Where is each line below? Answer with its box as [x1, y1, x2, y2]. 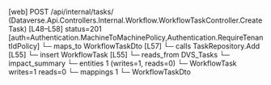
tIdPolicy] [8, 41, 40, 51]
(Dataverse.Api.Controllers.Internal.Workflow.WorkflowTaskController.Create [8, 15, 263, 25]
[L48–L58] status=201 [28, 24, 103, 33]
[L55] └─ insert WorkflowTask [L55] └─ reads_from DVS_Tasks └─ [8, 50, 231, 59]
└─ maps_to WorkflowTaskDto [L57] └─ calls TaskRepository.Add [41, 41, 260, 51]
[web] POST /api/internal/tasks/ [8, 7, 114, 16]
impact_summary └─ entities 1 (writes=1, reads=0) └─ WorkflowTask [8, 58, 237, 68]
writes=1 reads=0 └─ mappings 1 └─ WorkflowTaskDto [8, 67, 192, 76]
